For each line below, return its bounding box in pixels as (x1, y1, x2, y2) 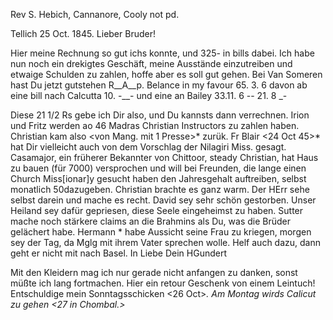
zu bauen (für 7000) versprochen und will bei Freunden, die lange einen (10, 162, 307, 174)
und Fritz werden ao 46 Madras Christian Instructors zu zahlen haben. (10, 120, 300, 131)
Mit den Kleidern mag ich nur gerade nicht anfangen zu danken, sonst (10, 267, 298, 278)
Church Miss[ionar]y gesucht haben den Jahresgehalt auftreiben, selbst (10, 173, 307, 184)
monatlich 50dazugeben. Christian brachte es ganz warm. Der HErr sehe (10, 184, 310, 195)
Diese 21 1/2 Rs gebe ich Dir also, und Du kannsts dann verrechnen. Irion (10, 109, 310, 121)
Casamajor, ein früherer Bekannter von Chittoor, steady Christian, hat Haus (10, 152, 319, 163)
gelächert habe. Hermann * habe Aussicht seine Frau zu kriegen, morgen (10, 226, 312, 238)
